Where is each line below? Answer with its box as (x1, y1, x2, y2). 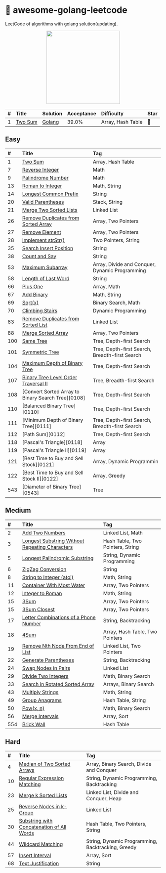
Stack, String (92, 198, 123, 205)
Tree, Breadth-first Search (92, 377, 155, 384)
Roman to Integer (22, 182, 62, 189)
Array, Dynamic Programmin (92, 458, 159, 465)
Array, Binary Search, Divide (86, 761, 152, 768)
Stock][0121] (22, 461, 54, 468)
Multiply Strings (22, 689, 59, 696)
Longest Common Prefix (22, 190, 79, 197)
